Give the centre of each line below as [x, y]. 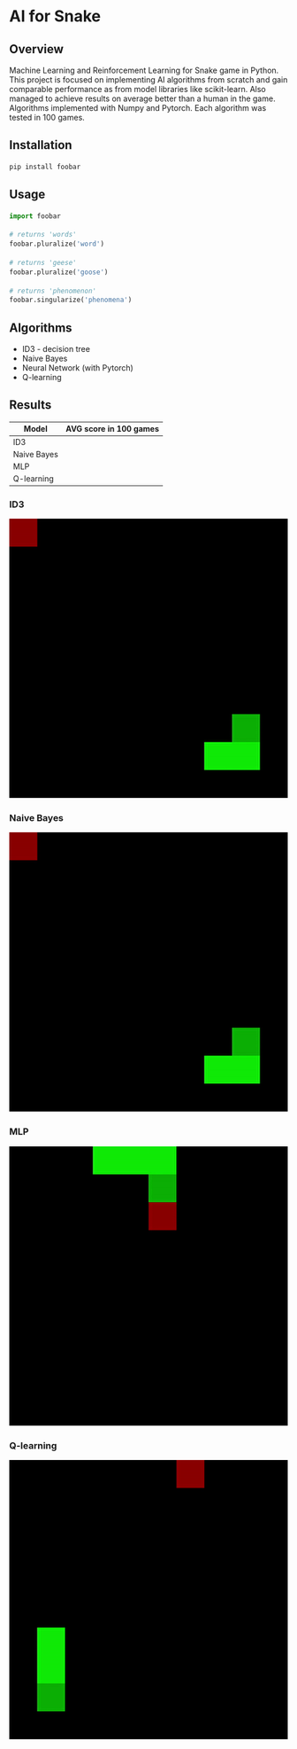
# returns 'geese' [43, 262]
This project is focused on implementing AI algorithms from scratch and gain [148, 80]
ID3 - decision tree [56, 349]
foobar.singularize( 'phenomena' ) [71, 300]
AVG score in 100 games [113, 429]
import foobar [35, 216]
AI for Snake [55, 16]
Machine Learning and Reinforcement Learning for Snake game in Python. [144, 70]
